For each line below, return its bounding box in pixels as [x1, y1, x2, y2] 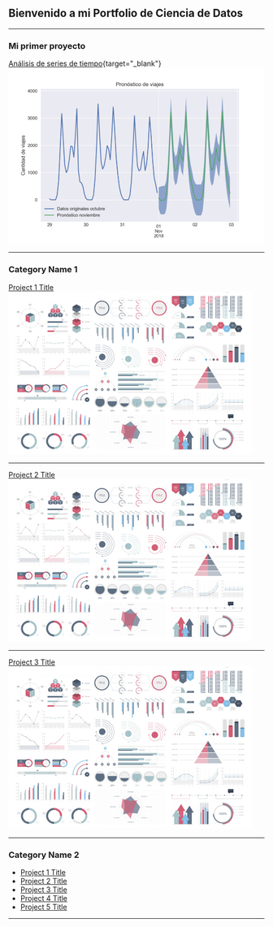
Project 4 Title [19, 893, 67, 903]
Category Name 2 [8, 849, 80, 860]
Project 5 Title [19, 902, 67, 912]
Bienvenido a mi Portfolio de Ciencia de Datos [8, 6, 244, 20]
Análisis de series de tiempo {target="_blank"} [8, 58, 162, 68]
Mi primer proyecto [8, 40, 86, 51]
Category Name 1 [8, 264, 78, 275]
